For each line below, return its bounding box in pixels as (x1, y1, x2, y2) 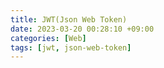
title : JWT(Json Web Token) (10, 14, 128, 25)
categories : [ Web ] (10, 33, 87, 43)
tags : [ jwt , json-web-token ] (10, 42, 132, 53)
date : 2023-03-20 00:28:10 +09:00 (10, 24, 155, 34)
